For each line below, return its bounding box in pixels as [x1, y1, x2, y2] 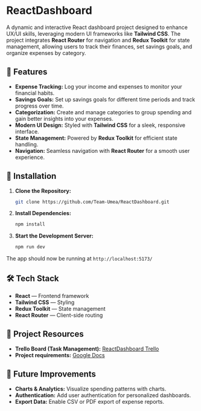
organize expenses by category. [6, 49, 86, 56]
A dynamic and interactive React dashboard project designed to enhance [6, 24, 188, 31]
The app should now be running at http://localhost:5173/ [6, 255, 153, 262]
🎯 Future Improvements [6, 369, 97, 380]
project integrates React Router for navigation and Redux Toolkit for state [6, 36, 190, 44]
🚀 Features [6, 67, 48, 77]
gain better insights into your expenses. [14, 115, 113, 122]
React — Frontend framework [14, 293, 89, 299]
